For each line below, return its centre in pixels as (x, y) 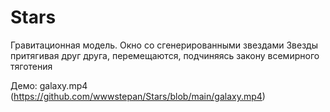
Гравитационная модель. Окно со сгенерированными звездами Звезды (164, 45)
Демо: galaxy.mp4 (49, 85)
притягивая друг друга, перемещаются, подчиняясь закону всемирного (165, 55)
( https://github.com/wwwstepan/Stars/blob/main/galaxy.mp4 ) (138, 96)
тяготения (31, 66)
